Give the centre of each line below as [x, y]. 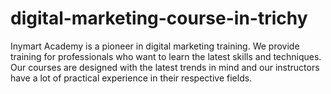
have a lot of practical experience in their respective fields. [131, 78]
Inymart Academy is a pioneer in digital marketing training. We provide [155, 46]
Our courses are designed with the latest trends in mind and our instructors [165, 67]
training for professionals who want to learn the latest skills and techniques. [166, 56]
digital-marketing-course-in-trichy [159, 18]
